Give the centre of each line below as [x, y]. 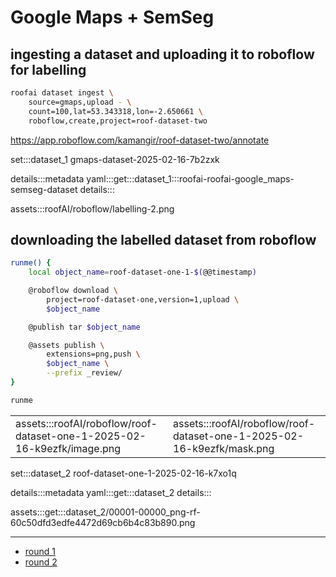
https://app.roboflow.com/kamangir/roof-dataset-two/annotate [140, 140]
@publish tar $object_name [84, 327]
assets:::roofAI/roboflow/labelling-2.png [92, 208]
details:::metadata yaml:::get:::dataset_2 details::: [111, 492]
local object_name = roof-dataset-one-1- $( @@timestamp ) [142, 272]
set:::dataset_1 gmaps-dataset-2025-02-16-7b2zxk [115, 159]
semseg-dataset [44, 189]
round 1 [40, 551]
